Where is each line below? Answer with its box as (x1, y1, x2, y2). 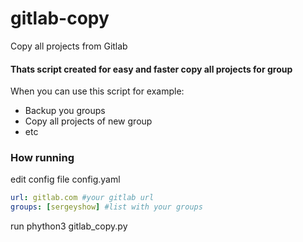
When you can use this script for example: (10, 85, 185, 97)
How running (10, 151, 75, 165)
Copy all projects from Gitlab (10, 40, 128, 52)
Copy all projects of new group (24, 115, 153, 127)
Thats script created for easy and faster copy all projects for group (10, 63, 293, 75)
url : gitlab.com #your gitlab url (10, 193, 155, 203)
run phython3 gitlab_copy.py (10, 220, 128, 232)
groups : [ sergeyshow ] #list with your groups (10, 202, 203, 212)
